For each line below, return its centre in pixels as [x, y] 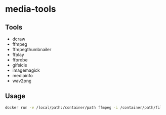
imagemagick [26, 70]
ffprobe [20, 60]
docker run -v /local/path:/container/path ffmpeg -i [62, 107]
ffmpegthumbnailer [32, 49]
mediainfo [22, 75]
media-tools [31, 9]
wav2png [22, 81]
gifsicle [20, 65]
